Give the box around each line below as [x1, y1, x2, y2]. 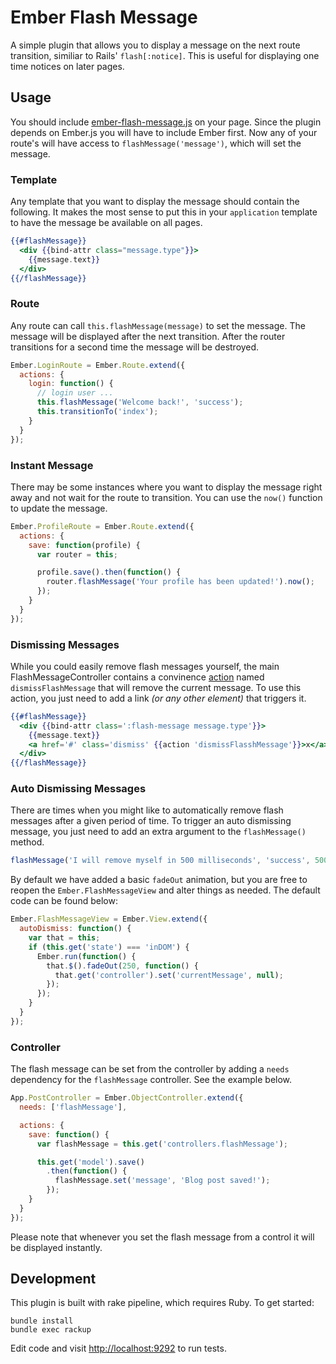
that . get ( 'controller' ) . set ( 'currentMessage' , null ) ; [54, 970, 284, 980]
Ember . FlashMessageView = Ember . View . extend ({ [10, 914, 208, 925]
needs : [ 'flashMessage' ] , [19, 1102, 128, 1113]
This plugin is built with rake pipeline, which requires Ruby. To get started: [10, 1297, 315, 1309]
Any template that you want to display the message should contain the [10, 196, 300, 208]
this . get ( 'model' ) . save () [36, 1157, 145, 1167]
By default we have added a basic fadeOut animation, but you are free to [10, 874, 308, 886]
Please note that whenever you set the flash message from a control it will [10, 1231, 315, 1243]
